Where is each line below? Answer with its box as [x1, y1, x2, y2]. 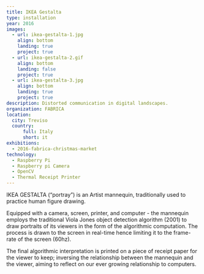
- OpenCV [12, 169, 34, 175]
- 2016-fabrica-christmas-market [12, 145, 97, 152]
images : [6, 26, 26, 32]
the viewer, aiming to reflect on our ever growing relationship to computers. [6, 261, 197, 267]
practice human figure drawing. [6, 197, 86, 205]
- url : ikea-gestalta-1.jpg [12, 32, 84, 38]
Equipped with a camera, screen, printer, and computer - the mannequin [6, 210, 189, 216]
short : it [22, 134, 48, 141]
